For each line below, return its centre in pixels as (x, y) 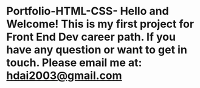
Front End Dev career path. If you (91, 37)
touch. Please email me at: (74, 63)
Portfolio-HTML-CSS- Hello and (88, 11)
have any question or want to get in (97, 50)
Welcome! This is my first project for (100, 24)
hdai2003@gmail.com (64, 76)
